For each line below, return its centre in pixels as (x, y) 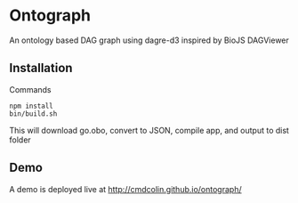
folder (20, 140)
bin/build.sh (33, 114)
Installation (41, 68)
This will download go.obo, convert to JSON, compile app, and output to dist (149, 130)
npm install (31, 106)
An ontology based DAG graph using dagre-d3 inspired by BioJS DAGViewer (149, 40)
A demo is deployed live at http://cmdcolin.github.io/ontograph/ (125, 189)
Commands (30, 89)
